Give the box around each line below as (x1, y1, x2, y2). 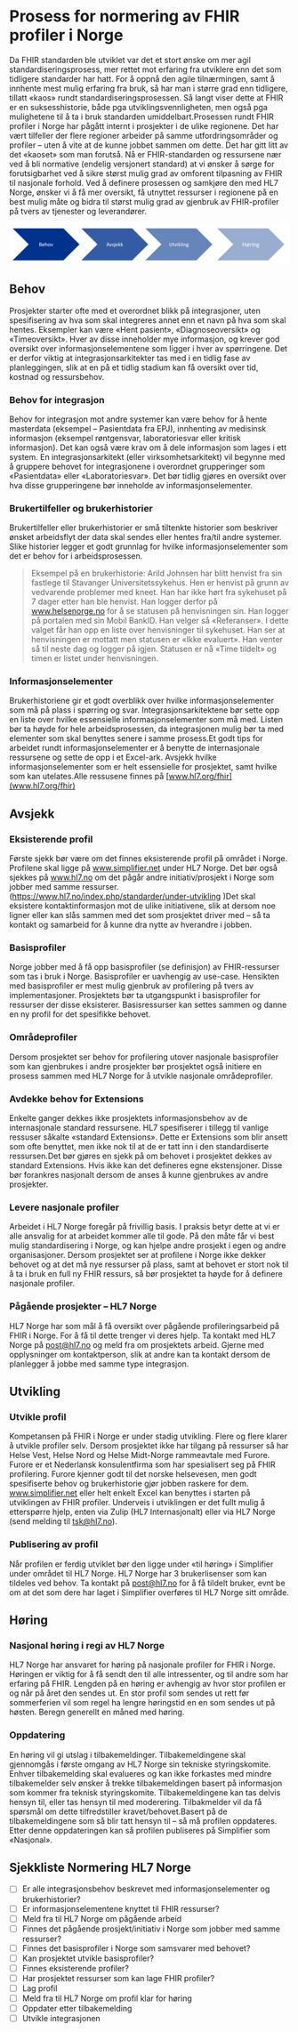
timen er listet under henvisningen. (30, 653, 158, 664)
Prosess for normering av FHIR (9, 6, 240, 27)
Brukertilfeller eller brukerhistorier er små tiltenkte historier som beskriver (9, 522, 278, 533)
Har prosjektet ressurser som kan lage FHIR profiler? (21, 1972, 215, 1983)
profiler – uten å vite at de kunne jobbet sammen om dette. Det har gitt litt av (9, 140, 289, 150)
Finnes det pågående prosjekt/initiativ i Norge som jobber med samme (21, 1923, 280, 1934)
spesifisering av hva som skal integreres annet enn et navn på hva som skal (9, 314, 286, 326)
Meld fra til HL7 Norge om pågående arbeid (21, 1913, 182, 1923)
